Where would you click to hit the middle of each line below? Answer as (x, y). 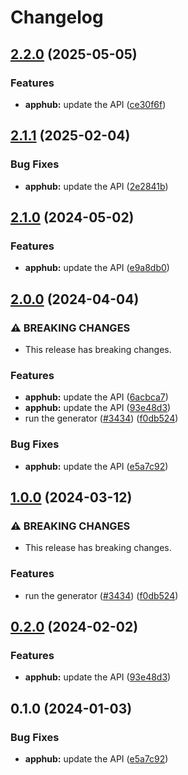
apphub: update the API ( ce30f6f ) (95, 104)
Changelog (57, 17)
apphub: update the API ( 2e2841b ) (96, 186)
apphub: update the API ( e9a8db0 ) (97, 268)
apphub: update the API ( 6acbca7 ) (96, 397)
